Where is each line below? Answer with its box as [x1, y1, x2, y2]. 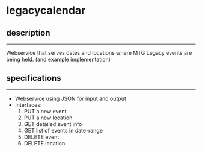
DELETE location [23, 139, 66, 147]
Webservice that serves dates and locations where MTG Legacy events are [6, 49, 192, 56]
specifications [6, 73, 61, 83]
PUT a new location [23, 114, 73, 121]
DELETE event [23, 133, 60, 141]
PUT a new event [23, 107, 67, 115]
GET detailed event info [23, 120, 82, 127]
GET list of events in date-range [23, 127, 103, 134]
